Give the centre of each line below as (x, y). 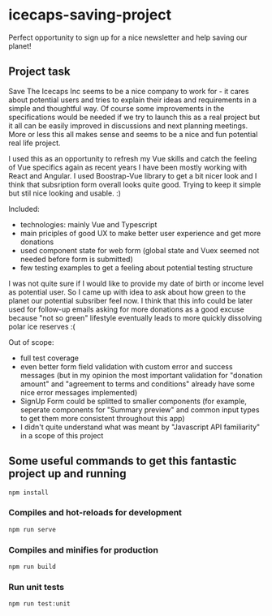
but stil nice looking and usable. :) (65, 193)
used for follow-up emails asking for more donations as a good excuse (127, 309)
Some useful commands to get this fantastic (123, 461)
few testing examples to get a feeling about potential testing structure (136, 267)
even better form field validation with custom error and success (126, 366)
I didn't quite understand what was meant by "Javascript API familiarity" (140, 427)
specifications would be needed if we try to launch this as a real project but (134, 117)
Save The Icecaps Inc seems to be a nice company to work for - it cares (129, 91)
